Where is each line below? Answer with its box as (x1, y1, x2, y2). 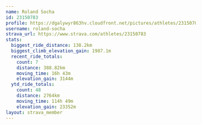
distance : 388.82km (16, 64, 66, 71)
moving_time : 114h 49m (16, 98, 74, 104)
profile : (5, 20, 28, 26)
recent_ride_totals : (11, 53, 63, 59)
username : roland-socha (5, 25, 66, 32)
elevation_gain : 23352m (16, 103, 77, 110)
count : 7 (16, 59, 39, 65)
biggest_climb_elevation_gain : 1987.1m (11, 48, 112, 54)
